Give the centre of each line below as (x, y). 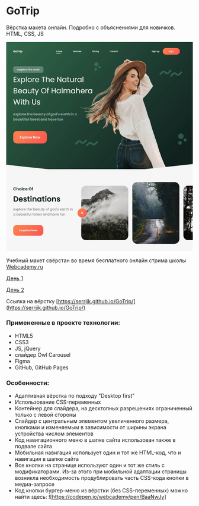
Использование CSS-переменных (58, 402)
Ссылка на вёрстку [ (32, 301)
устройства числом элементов (54, 434)
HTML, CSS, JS (25, 33)
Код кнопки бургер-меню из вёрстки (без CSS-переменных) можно (101, 491)
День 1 (15, 278)
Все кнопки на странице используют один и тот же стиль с (89, 466)
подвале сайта (33, 447)
